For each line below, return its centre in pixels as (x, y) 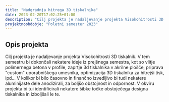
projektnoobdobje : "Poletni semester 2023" (52, 24)
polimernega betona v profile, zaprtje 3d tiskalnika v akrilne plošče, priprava (84, 67)
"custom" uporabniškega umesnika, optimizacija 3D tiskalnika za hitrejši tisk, (85, 73)
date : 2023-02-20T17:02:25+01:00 (40, 15)
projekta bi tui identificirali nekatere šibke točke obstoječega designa (77, 89)
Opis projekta (27, 44)
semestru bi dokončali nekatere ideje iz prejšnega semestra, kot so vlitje (80, 62)
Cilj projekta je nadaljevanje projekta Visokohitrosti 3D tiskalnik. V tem (78, 57)
